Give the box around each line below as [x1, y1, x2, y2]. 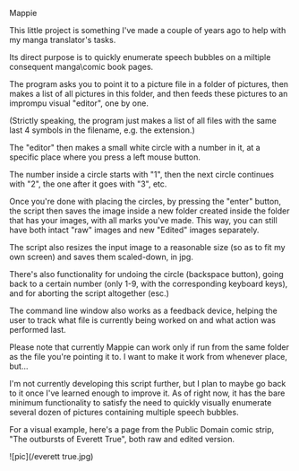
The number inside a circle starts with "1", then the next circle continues [9, 170, 275, 179]
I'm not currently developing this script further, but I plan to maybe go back [9, 379, 286, 388]
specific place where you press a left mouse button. [9, 152, 201, 162]
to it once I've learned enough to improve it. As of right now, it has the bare [9, 388, 286, 398]
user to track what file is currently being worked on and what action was [9, 315, 276, 326]
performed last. [9, 325, 67, 335]
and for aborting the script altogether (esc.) [9, 288, 170, 299]
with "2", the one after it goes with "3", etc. [9, 179, 167, 189]
